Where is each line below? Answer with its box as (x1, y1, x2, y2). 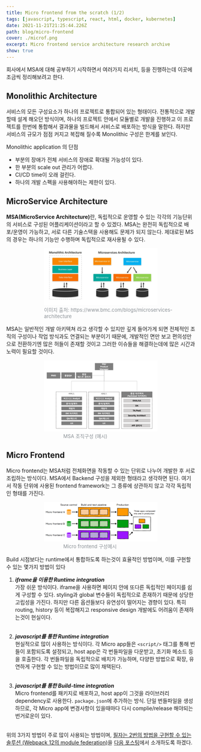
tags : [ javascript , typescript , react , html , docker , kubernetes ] (6, 16, 176, 22)
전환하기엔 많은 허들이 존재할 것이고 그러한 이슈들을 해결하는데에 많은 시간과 (17, 341, 196, 348)
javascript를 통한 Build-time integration (14, 682, 115, 689)
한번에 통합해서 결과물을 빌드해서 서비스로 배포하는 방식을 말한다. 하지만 (22, 123, 191, 130)
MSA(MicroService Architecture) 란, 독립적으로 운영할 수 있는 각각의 (6, 213, 172, 220)
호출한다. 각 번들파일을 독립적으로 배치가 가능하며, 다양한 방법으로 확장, (21, 655, 188, 662)
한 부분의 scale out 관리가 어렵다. (14, 163, 94, 171)
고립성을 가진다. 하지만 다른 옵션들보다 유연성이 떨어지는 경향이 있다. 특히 (14, 599, 187, 606)
